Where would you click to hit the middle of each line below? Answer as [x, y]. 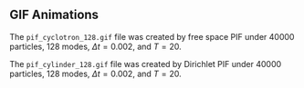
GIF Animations [54, 15]
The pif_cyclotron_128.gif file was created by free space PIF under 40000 [152, 36]
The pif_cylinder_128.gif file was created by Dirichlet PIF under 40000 [146, 64]
